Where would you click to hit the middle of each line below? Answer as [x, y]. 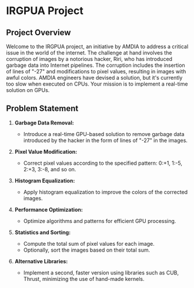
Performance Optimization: [49, 209]
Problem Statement [42, 109]
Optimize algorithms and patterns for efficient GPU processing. [100, 221]
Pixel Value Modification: [46, 151]
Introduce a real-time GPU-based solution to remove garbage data [104, 134]
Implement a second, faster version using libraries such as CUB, [101, 272]
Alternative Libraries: [41, 261]
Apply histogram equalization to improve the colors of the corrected [106, 192]
